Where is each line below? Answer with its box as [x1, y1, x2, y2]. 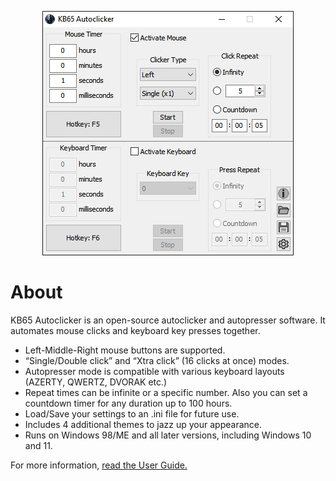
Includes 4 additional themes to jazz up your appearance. [24, 418, 262, 430]
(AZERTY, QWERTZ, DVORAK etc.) [24, 376, 168, 388]
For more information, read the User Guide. [10, 459, 188, 471]
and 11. [24, 439, 53, 451]
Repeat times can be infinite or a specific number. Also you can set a [24, 386, 308, 398]
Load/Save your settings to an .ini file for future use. [24, 407, 240, 420]
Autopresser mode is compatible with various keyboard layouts [24, 365, 285, 377]
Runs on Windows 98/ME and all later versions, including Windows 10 [24, 429, 312, 441]
